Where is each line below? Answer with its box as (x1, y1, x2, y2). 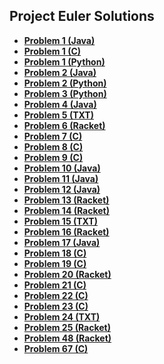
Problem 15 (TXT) (23, 215, 98, 227)
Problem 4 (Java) (23, 98, 97, 110)
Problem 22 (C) (23, 289, 89, 301)
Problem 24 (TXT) (23, 310, 101, 323)
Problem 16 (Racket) (23, 225, 110, 238)
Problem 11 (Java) (23, 172, 99, 184)
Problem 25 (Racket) (23, 321, 112, 333)
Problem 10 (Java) (23, 162, 101, 174)
